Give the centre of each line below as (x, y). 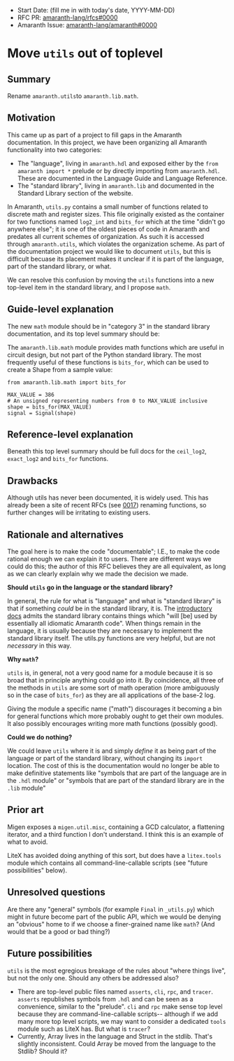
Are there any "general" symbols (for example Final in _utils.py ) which (111, 909)
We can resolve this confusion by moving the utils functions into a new (111, 280)
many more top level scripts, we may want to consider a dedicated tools (122, 1021)
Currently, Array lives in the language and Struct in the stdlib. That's (115, 1036)
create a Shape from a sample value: (60, 369)
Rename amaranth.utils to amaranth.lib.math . (73, 96)
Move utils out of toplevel (85, 54)
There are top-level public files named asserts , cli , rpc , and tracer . (115, 992)
